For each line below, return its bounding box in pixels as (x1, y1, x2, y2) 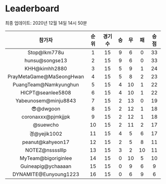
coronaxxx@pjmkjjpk (21, 113, 71, 120)
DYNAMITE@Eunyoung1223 (12, 171, 80, 178)
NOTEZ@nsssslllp (25, 146, 67, 153)
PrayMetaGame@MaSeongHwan (7, 73, 84, 80)
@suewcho (33, 121, 59, 128)
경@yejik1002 (29, 130, 63, 137)
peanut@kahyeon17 (22, 138, 70, 145)
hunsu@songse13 (24, 57, 68, 64)
